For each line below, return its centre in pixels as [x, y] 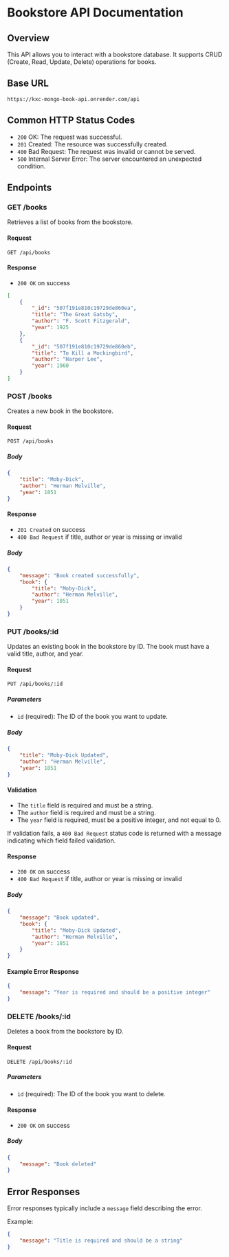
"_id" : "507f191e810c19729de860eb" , [84, 346]
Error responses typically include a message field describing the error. [105, 1208]
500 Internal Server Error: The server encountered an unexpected [109, 159]
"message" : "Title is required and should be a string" [101, 1241]
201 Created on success [51, 530]
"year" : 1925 [51, 328]
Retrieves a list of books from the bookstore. [70, 222]
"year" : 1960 [51, 366]
